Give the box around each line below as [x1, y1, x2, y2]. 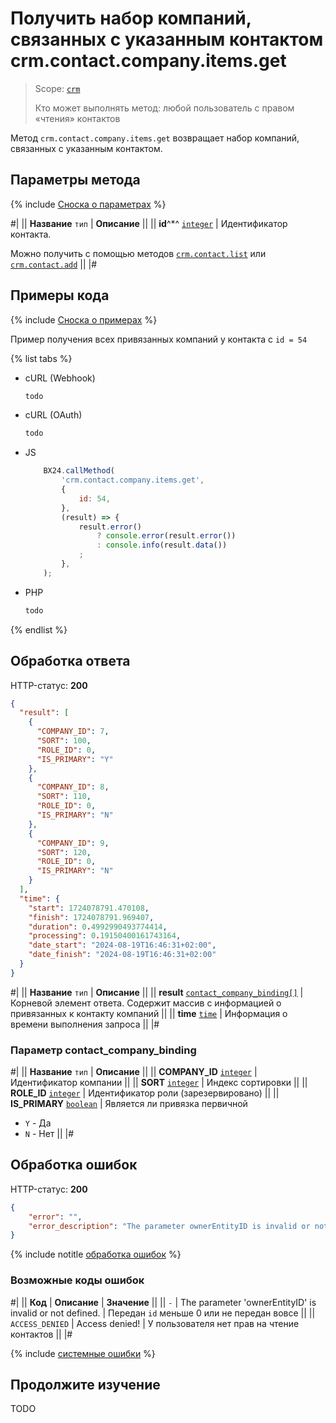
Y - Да [24, 1117, 52, 1129]
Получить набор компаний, [10, 7, 252, 30]
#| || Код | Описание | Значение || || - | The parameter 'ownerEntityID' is [10, 1296, 317, 1308]
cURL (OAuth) [24, 409, 83, 421]
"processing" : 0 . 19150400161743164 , [28, 931, 182, 941]
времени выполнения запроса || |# [10, 1018, 160, 1030]
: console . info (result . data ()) [96, 540, 228, 551]
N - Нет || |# [24, 1128, 75, 1140]
